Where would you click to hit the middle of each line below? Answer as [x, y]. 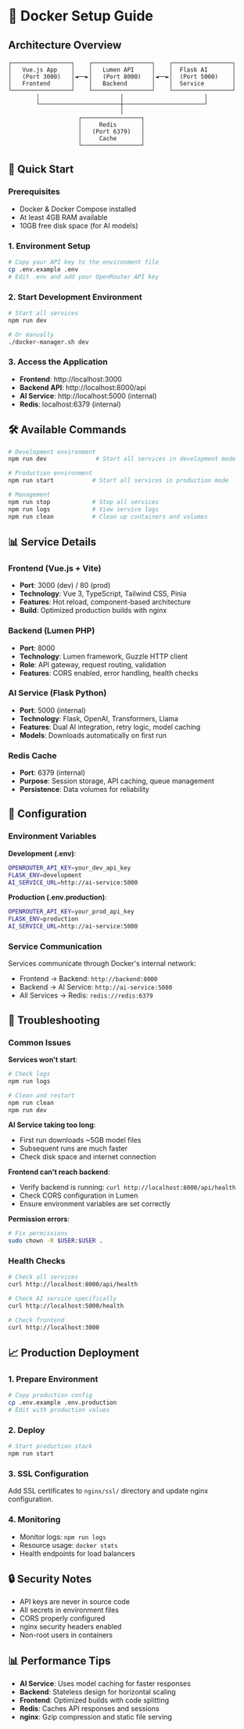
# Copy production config [50, 1395]
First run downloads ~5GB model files [80, 1140]
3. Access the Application [58, 362]
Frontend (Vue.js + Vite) [55, 568]
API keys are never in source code [75, 1602]
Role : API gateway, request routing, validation [93, 664]
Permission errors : [39, 1219]
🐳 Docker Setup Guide [81, 16]
